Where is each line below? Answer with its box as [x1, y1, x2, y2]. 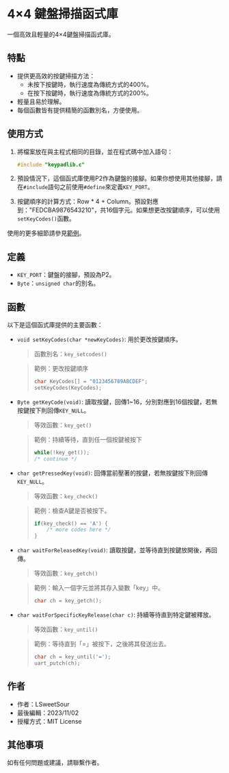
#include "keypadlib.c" [16, 161, 85, 168]
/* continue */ [33, 455, 77, 463]
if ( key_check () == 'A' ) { [33, 520, 108, 527]
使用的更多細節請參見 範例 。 [7, 229, 85, 237]
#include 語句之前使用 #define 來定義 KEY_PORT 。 [23, 183, 154, 191]
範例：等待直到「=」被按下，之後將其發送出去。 [33, 640, 170, 648]
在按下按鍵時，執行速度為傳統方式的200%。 [27, 88, 152, 97]
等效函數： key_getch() [33, 569, 98, 578]
